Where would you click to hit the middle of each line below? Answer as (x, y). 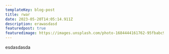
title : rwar (18, 14)
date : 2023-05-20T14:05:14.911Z (39, 19)
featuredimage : (21, 33)
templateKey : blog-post (30, 10)
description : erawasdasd (31, 24)
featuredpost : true (26, 28)
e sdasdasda (18, 47)
